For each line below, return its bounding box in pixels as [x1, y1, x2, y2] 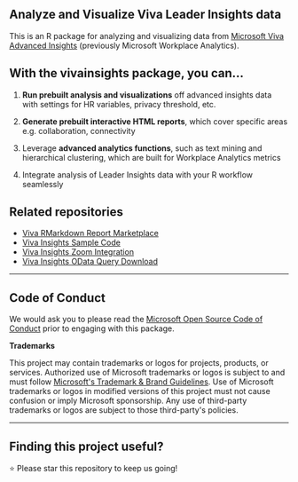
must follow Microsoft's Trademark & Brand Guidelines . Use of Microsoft [9, 376, 274, 387]
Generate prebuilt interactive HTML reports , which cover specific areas [21, 115, 288, 127]
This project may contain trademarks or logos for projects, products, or [9, 358, 269, 368]
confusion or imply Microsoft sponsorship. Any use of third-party [9, 395, 247, 407]
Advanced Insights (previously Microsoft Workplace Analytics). [9, 40, 239, 51]
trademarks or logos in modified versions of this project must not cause [9, 386, 271, 397]
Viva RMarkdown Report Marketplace [21, 228, 160, 239]
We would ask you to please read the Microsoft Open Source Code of [9, 314, 263, 325]
